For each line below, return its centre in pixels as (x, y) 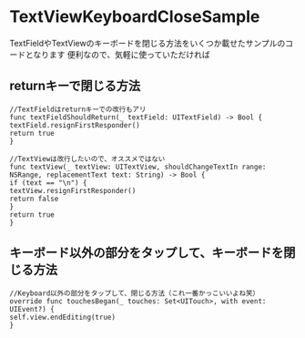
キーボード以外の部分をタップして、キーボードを (147, 253)
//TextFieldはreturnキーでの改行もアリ (78, 109)
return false (34, 199)
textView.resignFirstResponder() (73, 190)
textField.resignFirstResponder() (75, 125)
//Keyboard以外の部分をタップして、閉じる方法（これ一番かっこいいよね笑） (135, 293)
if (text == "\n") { (49, 183)
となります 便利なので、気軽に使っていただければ (118, 54)
